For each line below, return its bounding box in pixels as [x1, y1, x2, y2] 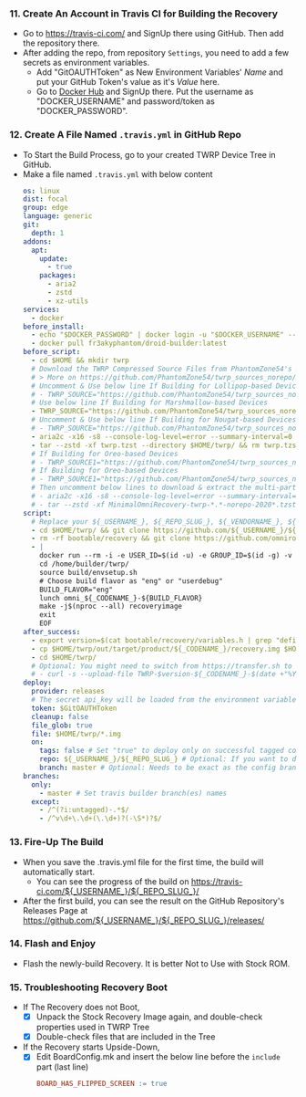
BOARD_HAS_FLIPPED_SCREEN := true [36, 1080, 168, 1089]
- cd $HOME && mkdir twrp [31, 356, 129, 365]
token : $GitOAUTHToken [31, 704, 117, 713]
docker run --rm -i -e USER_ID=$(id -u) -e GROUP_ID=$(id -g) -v [39, 551, 293, 560]
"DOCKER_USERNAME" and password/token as [36, 96, 216, 107]
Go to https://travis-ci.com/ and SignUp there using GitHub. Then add [22, 28, 284, 39]
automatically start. [22, 866, 96, 877]
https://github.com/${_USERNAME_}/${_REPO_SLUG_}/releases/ [22, 914, 265, 925]
